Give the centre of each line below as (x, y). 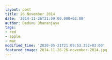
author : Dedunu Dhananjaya (32, 23)
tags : (10, 28)
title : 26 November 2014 (30, 14)
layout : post (18, 9)
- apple (13, 37)
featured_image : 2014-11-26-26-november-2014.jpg (56, 50)
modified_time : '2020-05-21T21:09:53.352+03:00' (55, 45)
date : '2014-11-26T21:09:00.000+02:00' (45, 18)
